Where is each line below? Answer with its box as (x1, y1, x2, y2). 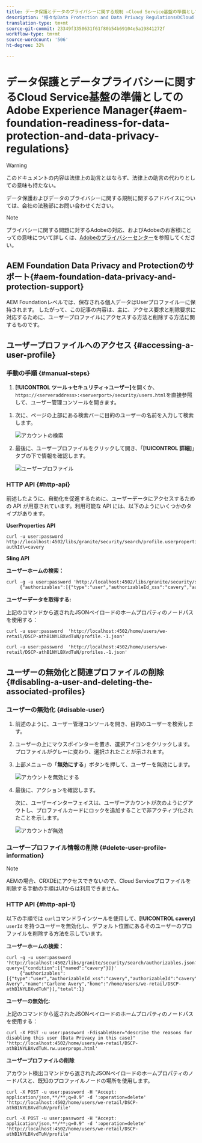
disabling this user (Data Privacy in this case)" (6, 1035, 136, 1041)
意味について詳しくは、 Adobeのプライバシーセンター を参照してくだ (22, 234, 191, 241)
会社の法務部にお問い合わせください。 (22, 202, 117, 209)
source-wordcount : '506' (6, 37, 69, 43)
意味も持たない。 (16, 181, 59, 189)
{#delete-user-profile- (99, 843, 167, 852)
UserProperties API (6, 522, 56, 529)
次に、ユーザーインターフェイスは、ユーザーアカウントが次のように (14, 799, 183, 806)
